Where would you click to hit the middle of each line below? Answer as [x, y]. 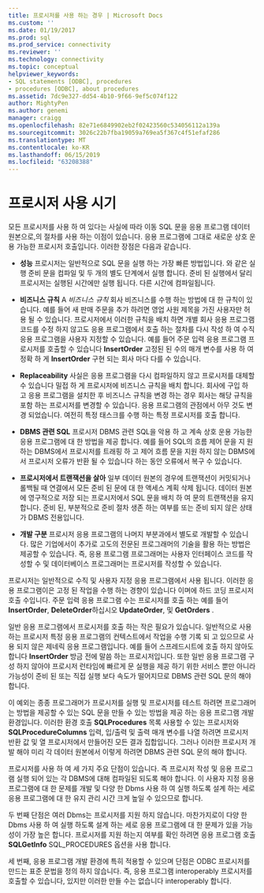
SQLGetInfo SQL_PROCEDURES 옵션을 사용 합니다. [89, 845]
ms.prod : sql [30, 37]
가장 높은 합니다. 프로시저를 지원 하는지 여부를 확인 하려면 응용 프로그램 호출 [139, 835]
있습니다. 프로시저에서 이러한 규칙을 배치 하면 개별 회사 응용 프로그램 [150, 319]
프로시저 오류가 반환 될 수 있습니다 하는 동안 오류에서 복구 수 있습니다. [135, 461]
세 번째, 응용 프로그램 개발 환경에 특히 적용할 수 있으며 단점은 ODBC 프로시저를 [129, 861]
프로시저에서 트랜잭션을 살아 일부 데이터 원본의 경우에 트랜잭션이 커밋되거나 [135, 478]
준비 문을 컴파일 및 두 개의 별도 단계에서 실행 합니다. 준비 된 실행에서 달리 [140, 273]
